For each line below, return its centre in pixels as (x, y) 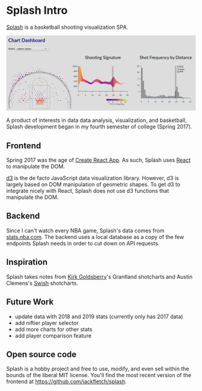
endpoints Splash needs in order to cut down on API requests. (83, 243)
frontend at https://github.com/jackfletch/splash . (66, 381)
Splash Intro (37, 11)
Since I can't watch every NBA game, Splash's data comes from (85, 230)
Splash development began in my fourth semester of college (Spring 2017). (99, 127)
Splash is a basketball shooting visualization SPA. (67, 27)
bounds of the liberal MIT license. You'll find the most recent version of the (99, 375)
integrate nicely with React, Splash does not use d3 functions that (88, 191)
